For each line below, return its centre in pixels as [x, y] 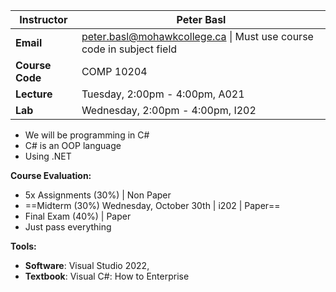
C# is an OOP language [73, 145]
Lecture [34, 94]
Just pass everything [68, 227]
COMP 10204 [114, 71]
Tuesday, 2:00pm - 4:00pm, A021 [163, 94]
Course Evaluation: [51, 175]
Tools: [23, 246]
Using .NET [48, 156]
